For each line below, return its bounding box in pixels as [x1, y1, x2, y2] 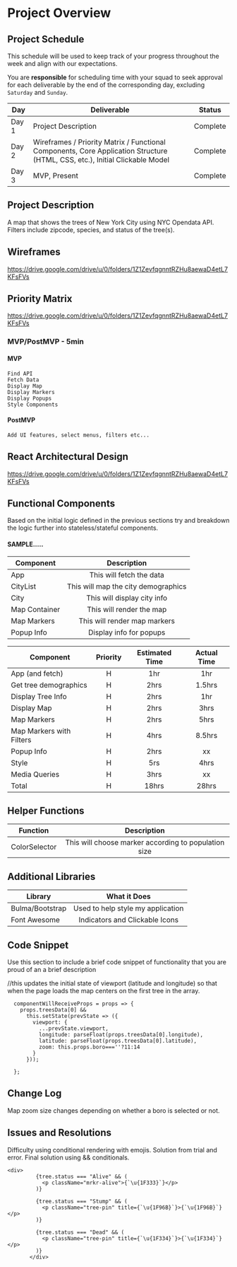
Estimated [136, 647, 172, 657]
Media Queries [11, 769, 60, 779]
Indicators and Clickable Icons [78, 915, 178, 925]
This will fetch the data [89, 569, 164, 579]
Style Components [7, 401, 59, 408]
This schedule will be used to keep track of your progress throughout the [7, 52, 220, 60]
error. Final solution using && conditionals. [7, 1153, 130, 1162]
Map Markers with [11, 726, 71, 736]
